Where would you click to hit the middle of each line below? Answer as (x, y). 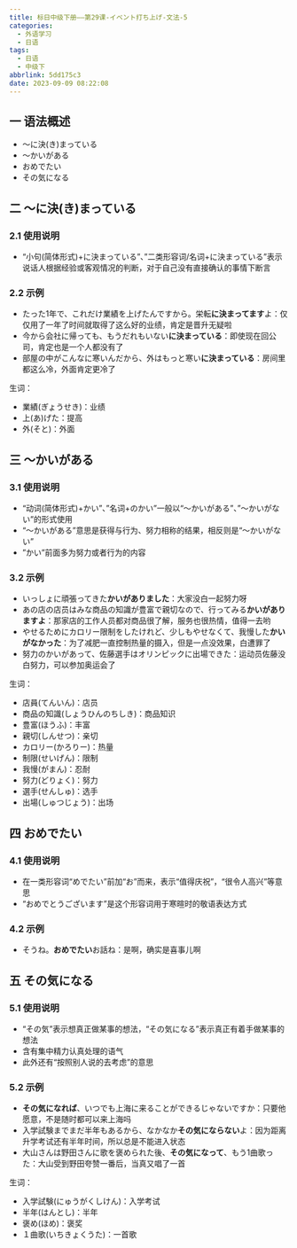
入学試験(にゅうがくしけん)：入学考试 (91, 1201)
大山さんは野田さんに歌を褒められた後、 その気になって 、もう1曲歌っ (148, 1152)
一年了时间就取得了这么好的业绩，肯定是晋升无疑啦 (139, 325)
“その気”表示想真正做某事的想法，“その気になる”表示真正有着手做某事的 (153, 1029)
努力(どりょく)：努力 (60, 780)
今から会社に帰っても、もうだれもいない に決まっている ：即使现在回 (145, 336)
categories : (31, 26)
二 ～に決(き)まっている (73, 208)
